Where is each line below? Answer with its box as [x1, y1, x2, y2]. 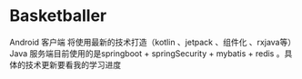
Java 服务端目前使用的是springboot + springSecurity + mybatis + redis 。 [9, 47, 285, 59]
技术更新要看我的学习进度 [25, 59, 121, 70]
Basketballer [9, 5, 107, 26]
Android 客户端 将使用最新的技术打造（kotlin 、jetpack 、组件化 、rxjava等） [9, 36, 297, 47]
